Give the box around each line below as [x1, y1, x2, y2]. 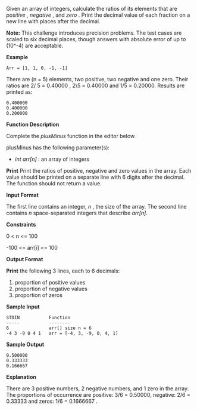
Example [6, 54, 29, 60]
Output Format [6, 256, 43, 262]
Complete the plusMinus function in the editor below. [6, 133, 136, 139]
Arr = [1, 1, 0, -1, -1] [6, 65, 68, 71]
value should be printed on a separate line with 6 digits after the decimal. [6, 173, 185, 180]
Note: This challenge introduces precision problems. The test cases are [6, 29, 182, 36]
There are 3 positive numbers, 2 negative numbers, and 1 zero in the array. [6, 385, 189, 392]
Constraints [6, 221, 36, 228]
